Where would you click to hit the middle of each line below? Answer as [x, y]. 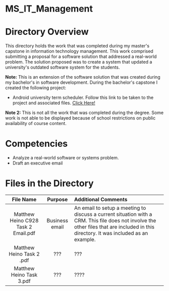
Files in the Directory [50, 183]
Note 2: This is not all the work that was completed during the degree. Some [84, 113]
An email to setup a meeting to [110, 208]
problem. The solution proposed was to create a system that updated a [79, 62]
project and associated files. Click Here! [54, 103]
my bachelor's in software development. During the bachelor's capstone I [81, 82]
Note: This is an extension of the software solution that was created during [83, 77]
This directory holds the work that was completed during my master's [77, 46]
